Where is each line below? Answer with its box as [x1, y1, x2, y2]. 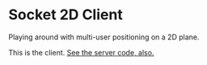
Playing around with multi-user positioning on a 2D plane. [8, 32, 200, 42]
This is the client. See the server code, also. [8, 47, 154, 57]
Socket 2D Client [8, 6, 123, 24]
